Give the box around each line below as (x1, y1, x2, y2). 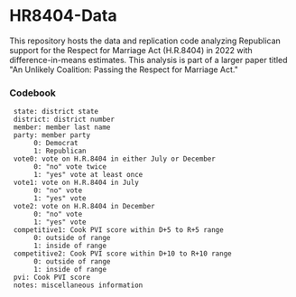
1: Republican (32, 146, 88, 156)
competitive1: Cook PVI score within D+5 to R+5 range (13, 226, 224, 235)
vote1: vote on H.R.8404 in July (13, 178, 140, 188)
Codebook (9, 87, 57, 99)
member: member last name (13, 123, 111, 132)
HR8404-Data (9, 5, 117, 26)
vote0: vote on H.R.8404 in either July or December (13, 154, 217, 163)
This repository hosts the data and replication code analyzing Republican (9, 35, 282, 46)
